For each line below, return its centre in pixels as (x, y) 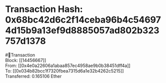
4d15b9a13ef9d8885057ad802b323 (82, 30)
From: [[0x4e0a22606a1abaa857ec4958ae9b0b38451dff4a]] (68, 65)
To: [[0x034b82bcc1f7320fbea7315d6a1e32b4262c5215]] (65, 70)
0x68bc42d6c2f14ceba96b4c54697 (83, 20)
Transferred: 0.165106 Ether (34, 76)
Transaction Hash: (44, 9)
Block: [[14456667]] (26, 60)
